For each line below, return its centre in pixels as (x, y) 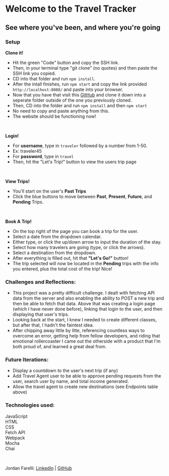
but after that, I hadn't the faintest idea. (53, 325)
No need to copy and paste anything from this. (61, 111)
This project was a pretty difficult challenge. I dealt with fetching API (83, 293)
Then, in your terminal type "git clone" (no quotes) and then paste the (85, 68)
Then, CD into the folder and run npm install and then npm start (80, 105)
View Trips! (18, 181)
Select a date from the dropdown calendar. (57, 236)
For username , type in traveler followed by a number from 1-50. (80, 146)
